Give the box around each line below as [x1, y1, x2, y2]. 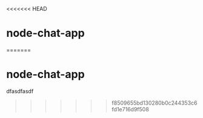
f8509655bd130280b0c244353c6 [111, 99, 198, 107]
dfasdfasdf [6, 87, 34, 94]
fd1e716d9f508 [111, 105, 150, 113]
